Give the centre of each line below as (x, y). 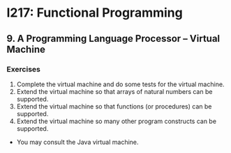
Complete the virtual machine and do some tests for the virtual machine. (120, 84)
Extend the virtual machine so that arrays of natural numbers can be (114, 91)
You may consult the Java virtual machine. (77, 142)
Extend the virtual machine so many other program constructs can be (117, 121)
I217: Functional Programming (95, 13)
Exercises (24, 69)
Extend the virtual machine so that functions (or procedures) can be (114, 106)
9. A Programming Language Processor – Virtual (113, 39)
